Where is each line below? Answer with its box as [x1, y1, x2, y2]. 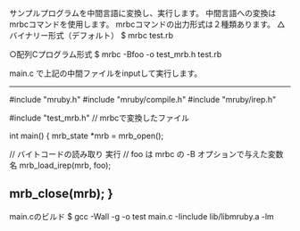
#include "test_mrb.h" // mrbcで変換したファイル [9, 112, 190, 123]
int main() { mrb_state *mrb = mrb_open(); [9, 130, 164, 141]
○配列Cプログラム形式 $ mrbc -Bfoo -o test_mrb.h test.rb [9, 49, 222, 60]
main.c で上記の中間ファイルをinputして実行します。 [9, 68, 203, 78]
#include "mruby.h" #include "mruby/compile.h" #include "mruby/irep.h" [9, 95, 277, 104]
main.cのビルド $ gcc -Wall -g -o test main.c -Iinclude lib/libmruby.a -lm [9, 210, 274, 221]
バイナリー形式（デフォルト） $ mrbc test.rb [9, 30, 174, 40]
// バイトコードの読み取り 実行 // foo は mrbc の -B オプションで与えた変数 [9, 149, 284, 159]
